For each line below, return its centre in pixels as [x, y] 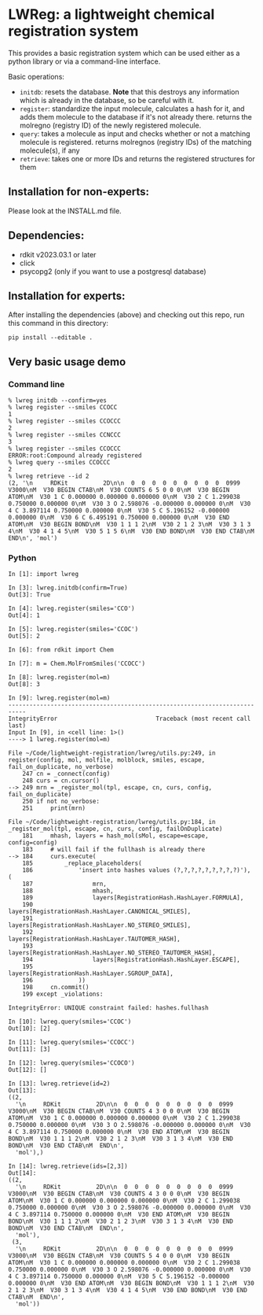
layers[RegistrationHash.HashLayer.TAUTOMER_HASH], [94, 939]
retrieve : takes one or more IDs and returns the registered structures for [137, 158]
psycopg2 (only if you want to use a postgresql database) [113, 271]
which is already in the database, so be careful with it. [107, 100]
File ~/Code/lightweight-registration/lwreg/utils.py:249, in [112, 753]
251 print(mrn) [54, 808]
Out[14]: [22, 1173]
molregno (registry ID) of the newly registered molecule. [110, 125]
